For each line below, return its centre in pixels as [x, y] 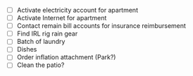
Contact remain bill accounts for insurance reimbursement [101, 26]
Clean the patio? [41, 65]
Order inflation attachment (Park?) [66, 57]
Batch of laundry [41, 42]
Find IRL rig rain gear [47, 33]
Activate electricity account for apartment [77, 10]
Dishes [27, 50]
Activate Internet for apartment [62, 18]
